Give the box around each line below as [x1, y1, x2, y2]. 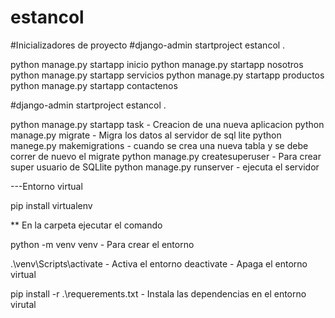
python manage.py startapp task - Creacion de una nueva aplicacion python [10, 118, 325, 130]
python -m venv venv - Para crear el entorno [10, 238, 195, 250]
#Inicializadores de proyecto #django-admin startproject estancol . [10, 39, 286, 51]
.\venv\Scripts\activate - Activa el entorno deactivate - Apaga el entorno [10, 257, 308, 270]
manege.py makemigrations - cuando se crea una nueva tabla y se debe [10, 139, 309, 151]
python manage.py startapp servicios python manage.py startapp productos [10, 69, 325, 81]
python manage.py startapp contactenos [10, 79, 178, 91]
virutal [10, 298, 37, 310]
